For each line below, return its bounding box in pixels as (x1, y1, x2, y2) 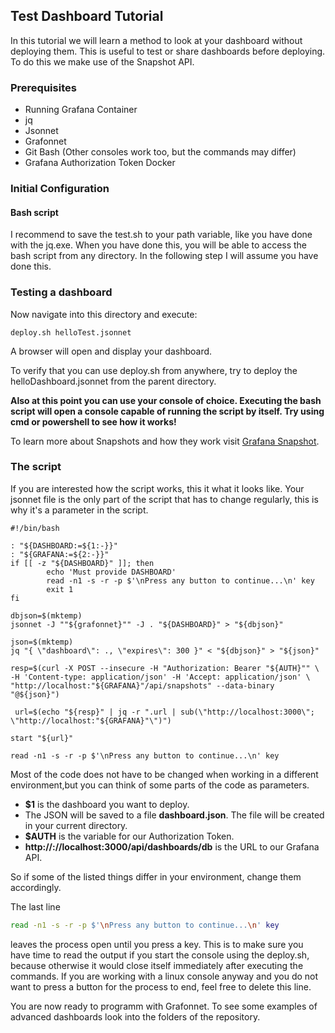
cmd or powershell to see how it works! (10, 415, 177, 428)
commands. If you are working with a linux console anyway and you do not (10, 970, 319, 982)
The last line (10, 900, 61, 913)
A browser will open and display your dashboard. (10, 345, 213, 357)
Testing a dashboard (10, 285, 113, 299)
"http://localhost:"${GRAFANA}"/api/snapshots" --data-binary (10, 680, 275, 691)
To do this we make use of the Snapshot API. (10, 55, 195, 68)
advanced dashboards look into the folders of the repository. (10, 1010, 261, 1023)
